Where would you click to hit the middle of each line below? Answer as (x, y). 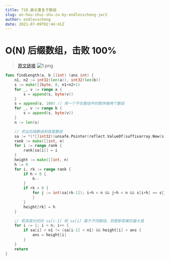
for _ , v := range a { (38, 89)
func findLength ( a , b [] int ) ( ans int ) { (50, 76)
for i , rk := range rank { (43, 169)
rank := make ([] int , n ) (39, 141)
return (21, 249)
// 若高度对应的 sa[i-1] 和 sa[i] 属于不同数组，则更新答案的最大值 (79, 221)
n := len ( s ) (27, 122)
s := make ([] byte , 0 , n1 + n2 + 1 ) (47, 85)
